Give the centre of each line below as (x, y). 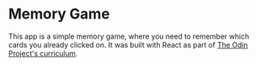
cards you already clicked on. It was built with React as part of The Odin (128, 44)
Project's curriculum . (43, 53)
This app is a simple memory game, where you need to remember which (129, 36)
